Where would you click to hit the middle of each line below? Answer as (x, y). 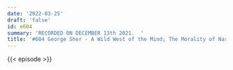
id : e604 (20, 26)
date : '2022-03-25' (35, 14)
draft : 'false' (29, 20)
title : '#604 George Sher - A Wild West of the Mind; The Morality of (111, 40)
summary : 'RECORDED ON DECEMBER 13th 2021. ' (76, 33)
